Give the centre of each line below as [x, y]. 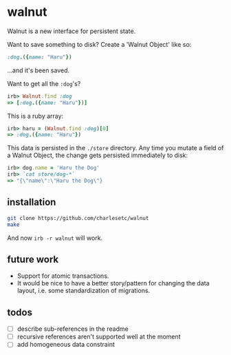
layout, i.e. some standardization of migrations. [84, 291]
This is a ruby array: [35, 116]
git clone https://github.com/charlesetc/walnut [78, 218]
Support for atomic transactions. [63, 276]
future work [33, 259]
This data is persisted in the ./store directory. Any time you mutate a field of [115, 148]
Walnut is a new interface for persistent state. [71, 31]
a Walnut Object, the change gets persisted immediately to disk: [98, 155]
